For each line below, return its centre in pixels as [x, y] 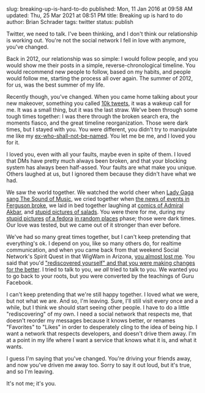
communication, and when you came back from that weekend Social [93, 250]
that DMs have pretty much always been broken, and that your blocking [96, 161]
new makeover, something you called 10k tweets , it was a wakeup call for [99, 103]
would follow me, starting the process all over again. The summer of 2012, [100, 78]
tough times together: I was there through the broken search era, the [93, 116]
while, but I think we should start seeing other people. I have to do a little [98, 307]
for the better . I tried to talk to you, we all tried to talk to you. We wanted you [102, 269]
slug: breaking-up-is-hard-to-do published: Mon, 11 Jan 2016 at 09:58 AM [99, 9]
